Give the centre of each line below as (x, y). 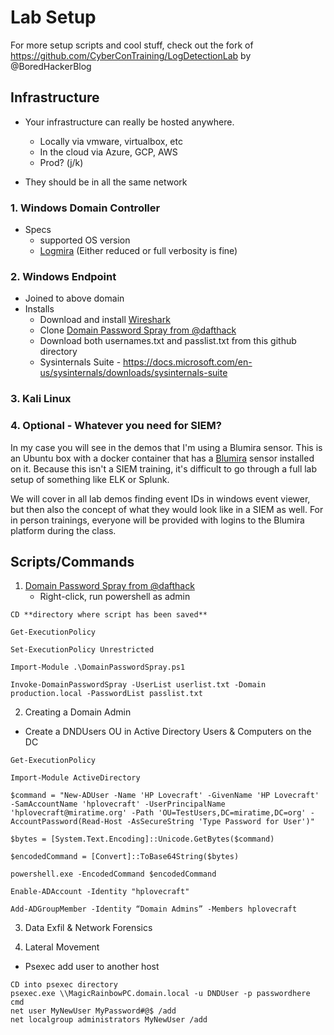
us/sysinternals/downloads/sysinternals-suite (133, 373)
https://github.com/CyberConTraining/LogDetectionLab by (131, 55)
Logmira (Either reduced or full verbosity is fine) (138, 251)
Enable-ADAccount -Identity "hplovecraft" (100, 892)
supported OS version (85, 240)
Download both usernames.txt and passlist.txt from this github (168, 341)
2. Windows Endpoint (63, 276)
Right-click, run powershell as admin (115, 597)
